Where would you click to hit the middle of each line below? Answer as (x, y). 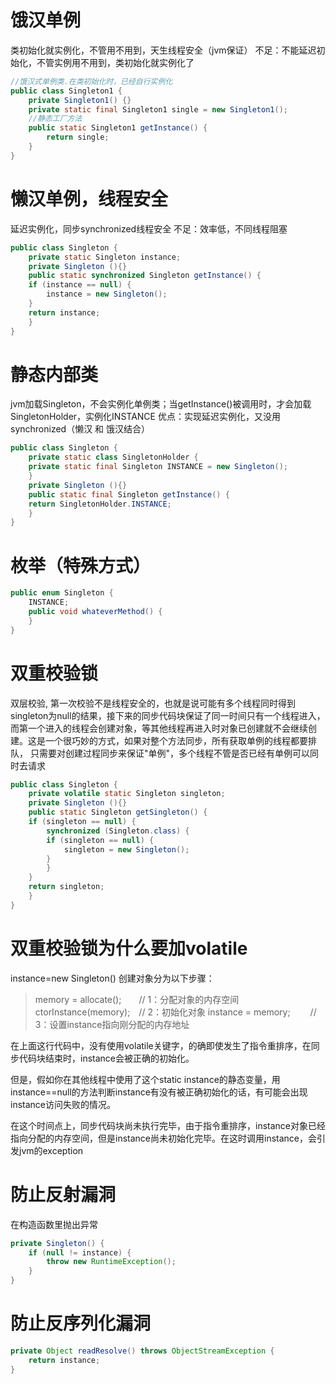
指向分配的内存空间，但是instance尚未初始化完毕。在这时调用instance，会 (163, 1138)
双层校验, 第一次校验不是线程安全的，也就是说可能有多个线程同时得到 (153, 703)
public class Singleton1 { (66, 91)
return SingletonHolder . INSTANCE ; (100, 504)
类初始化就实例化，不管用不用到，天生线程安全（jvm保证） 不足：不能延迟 (163, 50)
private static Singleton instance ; (105, 257)
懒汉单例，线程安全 (89, 199)
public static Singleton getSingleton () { (118, 812)
